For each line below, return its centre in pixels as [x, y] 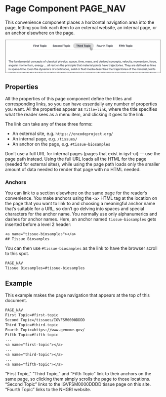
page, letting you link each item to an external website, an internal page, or [81, 27]
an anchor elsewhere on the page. [40, 33]
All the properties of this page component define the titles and [68, 99]
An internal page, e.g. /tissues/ [45, 139]
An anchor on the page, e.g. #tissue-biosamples [61, 144]
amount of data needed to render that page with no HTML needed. [73, 170]
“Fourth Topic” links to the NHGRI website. [48, 390]
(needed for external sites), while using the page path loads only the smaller [83, 164]
